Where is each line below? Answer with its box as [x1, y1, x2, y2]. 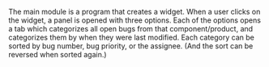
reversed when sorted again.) [8, 50, 107, 59]
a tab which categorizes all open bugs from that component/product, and [8, 24, 254, 33]
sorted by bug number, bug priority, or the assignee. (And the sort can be [8, 41, 254, 51]
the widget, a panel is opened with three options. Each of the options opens [8, 15, 262, 25]
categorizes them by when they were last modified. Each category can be [8, 32, 255, 42]
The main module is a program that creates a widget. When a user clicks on [8, 7, 261, 16]
